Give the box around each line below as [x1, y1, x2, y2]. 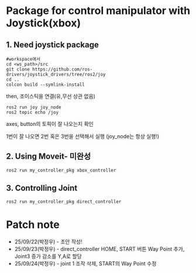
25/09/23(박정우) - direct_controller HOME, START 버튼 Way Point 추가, [14, 245, 185, 252]
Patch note [6, 218, 60, 231]
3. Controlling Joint [6, 183, 78, 193]
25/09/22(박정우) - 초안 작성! [14, 238, 82, 245]
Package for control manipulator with [6, 4, 191, 17]
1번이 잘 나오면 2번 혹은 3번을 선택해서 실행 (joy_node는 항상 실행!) [6, 133, 160, 139]
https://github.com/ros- [32, 66, 93, 72]
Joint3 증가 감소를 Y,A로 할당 [14, 253, 82, 260]
